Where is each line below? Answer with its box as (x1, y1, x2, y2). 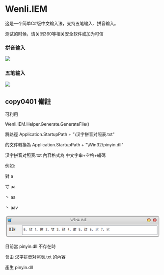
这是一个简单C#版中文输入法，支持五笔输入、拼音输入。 (5, 20, 119, 26)
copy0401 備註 (5, 97, 52, 105)
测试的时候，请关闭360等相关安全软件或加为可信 (5, 31, 104, 36)
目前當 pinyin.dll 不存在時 (5, 243, 56, 249)
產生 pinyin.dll (5, 265, 33, 271)
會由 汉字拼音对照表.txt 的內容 (5, 254, 66, 260)
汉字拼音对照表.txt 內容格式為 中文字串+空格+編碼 (5, 152, 106, 158)
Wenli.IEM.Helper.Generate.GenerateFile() (5, 121, 90, 127)
